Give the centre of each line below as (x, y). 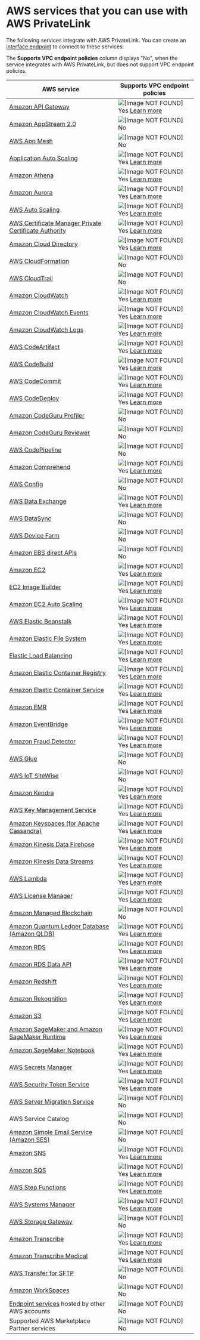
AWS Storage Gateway (41, 1221)
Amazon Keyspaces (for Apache (54, 823)
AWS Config (26, 484)
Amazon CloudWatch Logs (46, 329)
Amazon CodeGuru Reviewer (50, 433)
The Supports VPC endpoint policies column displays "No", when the (92, 58)
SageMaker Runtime (37, 1036)
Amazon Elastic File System (48, 638)
